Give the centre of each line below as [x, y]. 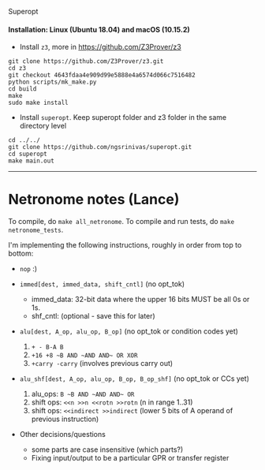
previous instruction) [65, 419]
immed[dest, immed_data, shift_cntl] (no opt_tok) [102, 284]
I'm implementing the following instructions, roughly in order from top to [125, 245]
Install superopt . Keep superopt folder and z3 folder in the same [123, 117]
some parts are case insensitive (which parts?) [107, 449]
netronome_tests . [36, 230]
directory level [43, 126]
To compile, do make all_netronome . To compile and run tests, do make [121, 222]
